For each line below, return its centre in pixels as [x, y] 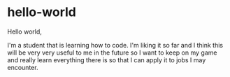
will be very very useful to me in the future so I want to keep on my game [112, 52]
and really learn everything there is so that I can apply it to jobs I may [107, 59]
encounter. [23, 67]
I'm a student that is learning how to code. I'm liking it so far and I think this [115, 45]
